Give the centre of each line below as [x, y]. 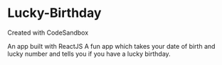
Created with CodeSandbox [48, 32]
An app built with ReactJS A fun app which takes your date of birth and [111, 46]
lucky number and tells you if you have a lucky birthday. [89, 54]
